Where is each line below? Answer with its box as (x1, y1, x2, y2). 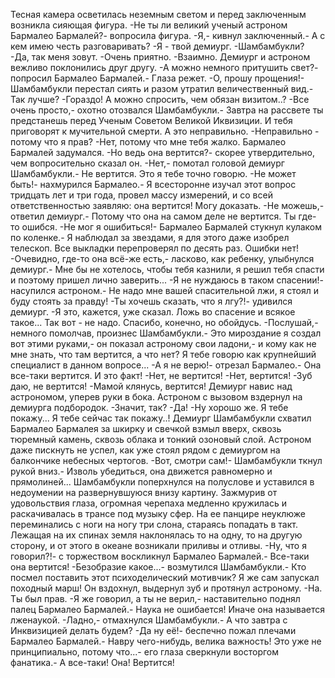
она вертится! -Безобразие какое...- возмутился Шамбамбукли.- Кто (10, 561, 307, 573)
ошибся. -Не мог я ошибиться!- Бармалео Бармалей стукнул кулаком (21, 221, 323, 233)
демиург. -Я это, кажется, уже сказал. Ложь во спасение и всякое (10, 306, 296, 318)
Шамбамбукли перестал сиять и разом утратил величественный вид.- (10, 83, 314, 94)
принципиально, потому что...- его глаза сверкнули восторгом (10, 646, 280, 658)
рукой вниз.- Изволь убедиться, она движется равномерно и (10, 465, 273, 477)
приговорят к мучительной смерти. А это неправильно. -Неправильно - (10, 125, 320, 137)
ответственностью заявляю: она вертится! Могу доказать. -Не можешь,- (10, 200, 325, 211)
